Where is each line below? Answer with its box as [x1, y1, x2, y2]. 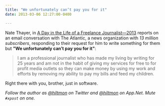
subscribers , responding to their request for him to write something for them [5, 40, 161, 46]
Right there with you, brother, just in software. [5, 80, 98, 86]
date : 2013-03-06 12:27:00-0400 [5, 12, 72, 17]
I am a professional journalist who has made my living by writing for [17, 55, 155, 61]
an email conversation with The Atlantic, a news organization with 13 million [5, 35, 159, 41]
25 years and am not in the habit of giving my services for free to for [17, 60, 157, 66]
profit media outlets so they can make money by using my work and [17, 65, 156, 71]
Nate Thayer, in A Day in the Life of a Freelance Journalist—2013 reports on [5, 30, 159, 35]
